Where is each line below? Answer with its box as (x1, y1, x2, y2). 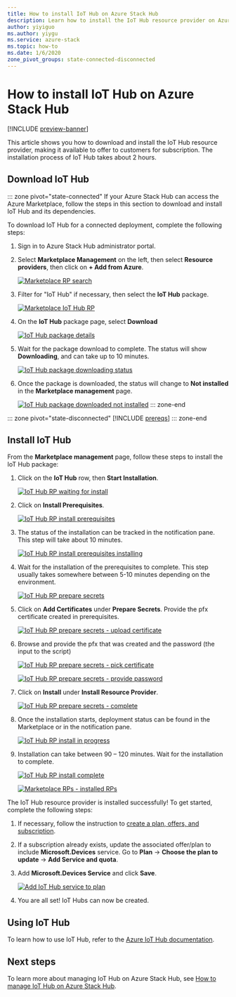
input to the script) (17, 647, 72, 656)
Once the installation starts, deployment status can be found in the (17, 715, 211, 724)
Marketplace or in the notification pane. (17, 723, 132, 731)
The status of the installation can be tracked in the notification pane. (17, 528, 216, 537)
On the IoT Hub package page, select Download (17, 317, 158, 325)
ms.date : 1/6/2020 (7, 50, 61, 57)
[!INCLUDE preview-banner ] (7, 124, 89, 133)
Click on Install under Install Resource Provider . (17, 688, 159, 696)
